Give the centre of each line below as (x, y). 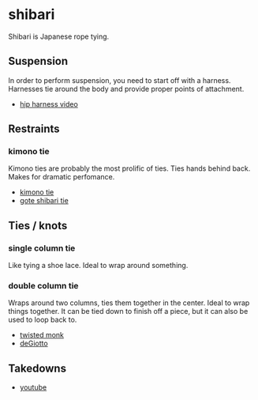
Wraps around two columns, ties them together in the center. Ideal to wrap (129, 303)
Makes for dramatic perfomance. (62, 177)
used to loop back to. (43, 320)
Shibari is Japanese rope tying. (59, 36)
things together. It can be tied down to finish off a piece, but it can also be (128, 311)
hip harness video (49, 104)
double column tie (43, 286)
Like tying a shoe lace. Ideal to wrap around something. (98, 266)
